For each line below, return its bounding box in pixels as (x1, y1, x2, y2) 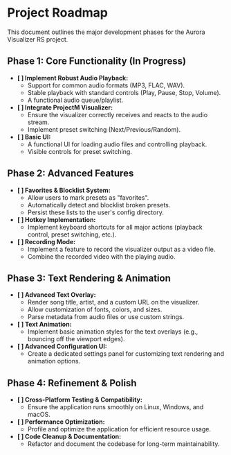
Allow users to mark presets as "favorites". (27, 193, 149, 202)
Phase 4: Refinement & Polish (7, 377, 137, 389)
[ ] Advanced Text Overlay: (17, 291, 96, 299)
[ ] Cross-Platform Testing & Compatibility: (17, 395, 143, 404)
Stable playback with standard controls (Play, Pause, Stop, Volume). (27, 88, 221, 96)
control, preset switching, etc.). (27, 230, 117, 239)
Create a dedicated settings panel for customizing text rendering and (27, 350, 225, 358)
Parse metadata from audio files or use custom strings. (27, 313, 185, 321)
